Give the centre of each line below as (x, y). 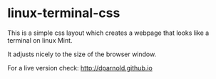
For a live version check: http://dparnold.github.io (80, 68)
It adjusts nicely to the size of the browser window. (82, 54)
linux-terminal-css (64, 13)
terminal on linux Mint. (40, 40)
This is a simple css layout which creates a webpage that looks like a (108, 33)
